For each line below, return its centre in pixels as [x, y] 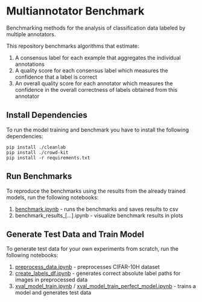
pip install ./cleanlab [36, 147]
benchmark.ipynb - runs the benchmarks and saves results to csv [97, 209]
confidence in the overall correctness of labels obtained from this [96, 89]
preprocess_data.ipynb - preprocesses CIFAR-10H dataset [87, 267]
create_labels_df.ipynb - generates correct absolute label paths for [98, 274]
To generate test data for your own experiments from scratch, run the [93, 249]
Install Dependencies [47, 115]
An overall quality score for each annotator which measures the [94, 83]
